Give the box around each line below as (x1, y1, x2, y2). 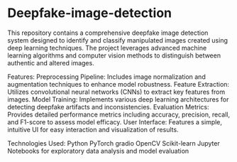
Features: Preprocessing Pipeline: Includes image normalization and (7, 72, 206, 81)
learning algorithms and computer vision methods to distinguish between (7, 51, 221, 60)
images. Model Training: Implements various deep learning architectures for (7, 94, 229, 104)
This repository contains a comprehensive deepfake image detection (7, 28, 209, 37)
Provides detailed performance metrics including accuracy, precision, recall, (7, 110, 231, 119)
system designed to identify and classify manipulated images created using (7, 36, 228, 44)
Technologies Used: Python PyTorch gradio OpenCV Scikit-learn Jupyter (7, 139, 220, 147)
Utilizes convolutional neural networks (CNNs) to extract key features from (7, 87, 226, 96)
